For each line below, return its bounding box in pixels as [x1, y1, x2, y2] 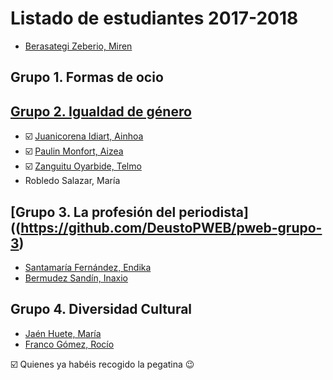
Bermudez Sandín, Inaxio [24, 272, 128, 284]
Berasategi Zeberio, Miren [24, 40, 133, 52]
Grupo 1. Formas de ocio [10, 69, 164, 86]
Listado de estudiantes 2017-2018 [10, 7, 299, 30]
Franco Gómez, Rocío [24, 338, 115, 350]
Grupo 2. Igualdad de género [10, 103, 192, 120]
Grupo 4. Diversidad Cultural [10, 301, 193, 318]
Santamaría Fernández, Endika [24, 261, 152, 273]
